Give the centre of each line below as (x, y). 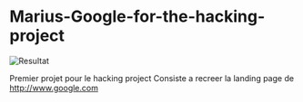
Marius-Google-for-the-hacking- (137, 17)
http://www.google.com (54, 88)
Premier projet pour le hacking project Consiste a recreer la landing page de (151, 78)
